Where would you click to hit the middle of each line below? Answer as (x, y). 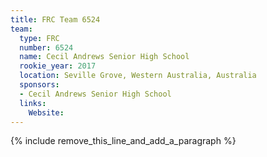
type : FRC (39, 38)
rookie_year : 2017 (58, 66)
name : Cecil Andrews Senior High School (104, 57)
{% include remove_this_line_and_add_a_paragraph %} (123, 141)
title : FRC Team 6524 (55, 19)
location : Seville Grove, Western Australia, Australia (138, 76)
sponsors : (39, 85)
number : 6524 (46, 47)
